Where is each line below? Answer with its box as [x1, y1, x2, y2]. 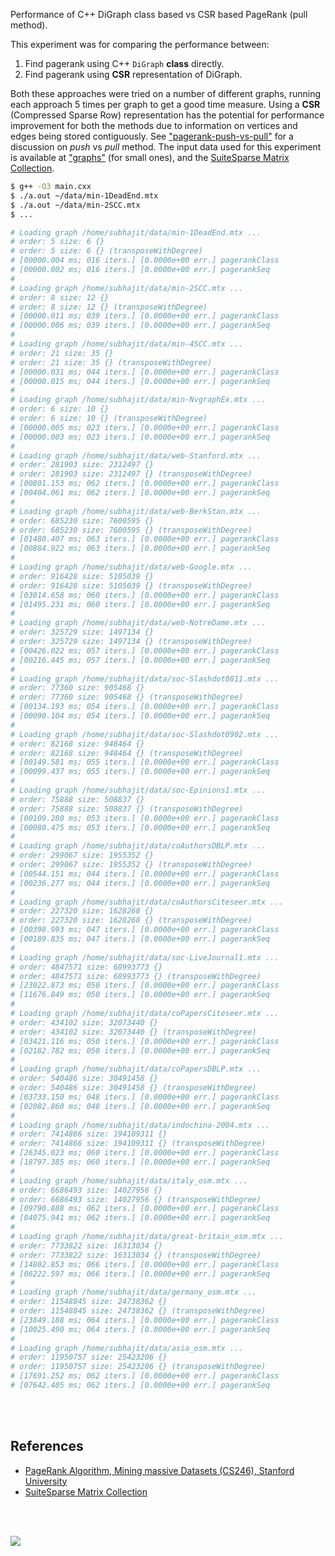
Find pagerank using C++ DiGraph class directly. [24, 58, 225, 69]
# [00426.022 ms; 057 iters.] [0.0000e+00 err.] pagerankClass [10, 645, 280, 656]
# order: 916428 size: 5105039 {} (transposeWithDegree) [10, 580, 253, 591]
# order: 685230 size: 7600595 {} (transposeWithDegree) [10, 525, 253, 535]
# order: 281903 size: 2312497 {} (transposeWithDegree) [10, 469, 253, 479]
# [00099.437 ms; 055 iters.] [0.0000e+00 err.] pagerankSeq [10, 767, 271, 777]
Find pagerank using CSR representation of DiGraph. [24, 69, 243, 80]
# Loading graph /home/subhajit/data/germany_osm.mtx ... [10, 1287, 257, 1298]
